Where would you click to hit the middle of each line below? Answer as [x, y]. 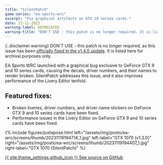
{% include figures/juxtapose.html [39, 132]
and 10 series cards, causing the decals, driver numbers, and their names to [81, 70]
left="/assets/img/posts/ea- [102, 132]
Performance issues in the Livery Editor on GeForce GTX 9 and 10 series [84, 118]
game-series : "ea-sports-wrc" [36, 14]
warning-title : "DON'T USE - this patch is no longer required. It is [78, 32]
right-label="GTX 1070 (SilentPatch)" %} [45, 148]
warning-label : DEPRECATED [32, 28]
